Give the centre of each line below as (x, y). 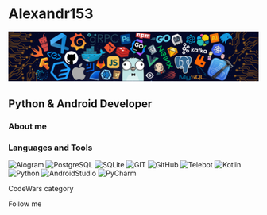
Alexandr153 (51, 14)
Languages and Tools (50, 148)
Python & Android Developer (80, 104)
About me (28, 126)
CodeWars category (41, 188)
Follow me (25, 204)
